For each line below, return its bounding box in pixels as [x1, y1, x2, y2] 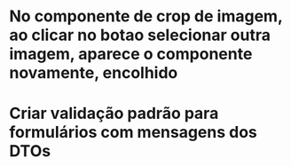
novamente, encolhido [9, 63, 178, 83]
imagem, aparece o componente [9, 44, 253, 64]
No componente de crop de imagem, [9, 6, 283, 27]
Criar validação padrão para [9, 104, 219, 123]
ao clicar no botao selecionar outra [9, 25, 271, 45]
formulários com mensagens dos [9, 123, 257, 143]
